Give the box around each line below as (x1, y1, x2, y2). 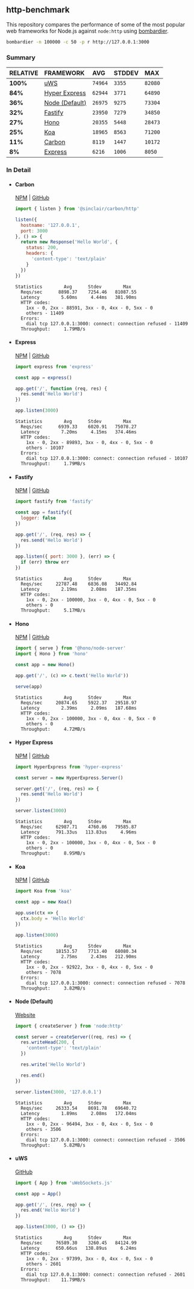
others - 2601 (26, 1261, 61, 1267)
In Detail (6, 165, 31, 174)
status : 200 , (26, 244, 59, 251)
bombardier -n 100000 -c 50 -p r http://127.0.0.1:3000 (6, 39, 149, 45)
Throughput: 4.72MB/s (20, 726, 86, 732)
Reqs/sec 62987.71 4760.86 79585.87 (20, 824, 137, 830)
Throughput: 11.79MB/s (20, 1277, 86, 1283)
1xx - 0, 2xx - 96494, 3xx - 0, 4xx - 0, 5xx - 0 (26, 1121, 153, 1127)
